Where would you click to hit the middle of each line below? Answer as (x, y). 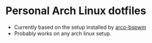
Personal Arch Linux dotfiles (76, 11)
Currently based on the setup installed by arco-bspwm (80, 27)
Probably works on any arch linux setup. (63, 33)
